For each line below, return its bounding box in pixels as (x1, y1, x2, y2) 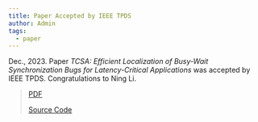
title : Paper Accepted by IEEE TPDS (8, 11, 131, 20)
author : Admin (8, 19, 56, 27)
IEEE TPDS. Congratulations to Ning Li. (8, 74, 137, 83)
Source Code (27, 105, 73, 115)
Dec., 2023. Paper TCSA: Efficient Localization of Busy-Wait (8, 57, 209, 66)
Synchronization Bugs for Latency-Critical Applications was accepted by (8, 65, 251, 75)
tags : (8, 27, 27, 35)
